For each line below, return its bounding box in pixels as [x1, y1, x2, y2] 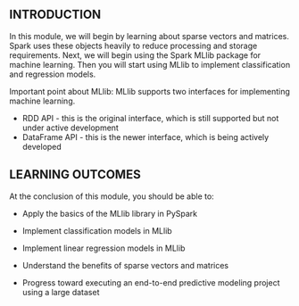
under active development [21, 122, 119, 133]
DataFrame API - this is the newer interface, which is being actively [21, 131, 270, 142]
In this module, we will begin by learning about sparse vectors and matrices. [9, 30, 290, 41]
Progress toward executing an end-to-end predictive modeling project [21, 277, 280, 288]
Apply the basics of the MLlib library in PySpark [21, 208, 198, 219]
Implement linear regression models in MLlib [21, 243, 186, 253]
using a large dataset [21, 286, 100, 297]
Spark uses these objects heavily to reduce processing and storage [9, 40, 258, 51]
